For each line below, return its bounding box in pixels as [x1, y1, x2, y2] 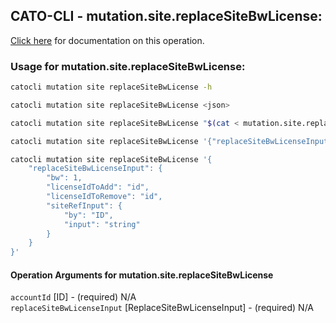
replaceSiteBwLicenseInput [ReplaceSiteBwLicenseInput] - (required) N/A [10, 302, 315, 314]
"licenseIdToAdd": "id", [46, 182, 150, 193]
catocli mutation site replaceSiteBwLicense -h [10, 82, 213, 93]
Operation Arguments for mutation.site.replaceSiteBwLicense [10, 269, 274, 281]
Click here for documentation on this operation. [10, 34, 205, 46]
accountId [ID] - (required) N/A [10, 291, 137, 303]
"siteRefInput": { [46, 200, 123, 211]
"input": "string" [63, 219, 141, 229]
